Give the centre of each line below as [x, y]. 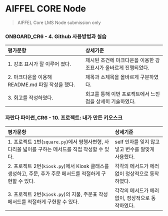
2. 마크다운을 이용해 [30, 77]
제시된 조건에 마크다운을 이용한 [119, 60]
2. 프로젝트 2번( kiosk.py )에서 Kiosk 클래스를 [58, 166]
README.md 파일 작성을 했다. [41, 84]
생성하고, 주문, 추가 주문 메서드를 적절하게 [54, 173]
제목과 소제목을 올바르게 [112, 77]
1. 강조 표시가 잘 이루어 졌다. [39, 64]
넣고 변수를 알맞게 [135, 149]
